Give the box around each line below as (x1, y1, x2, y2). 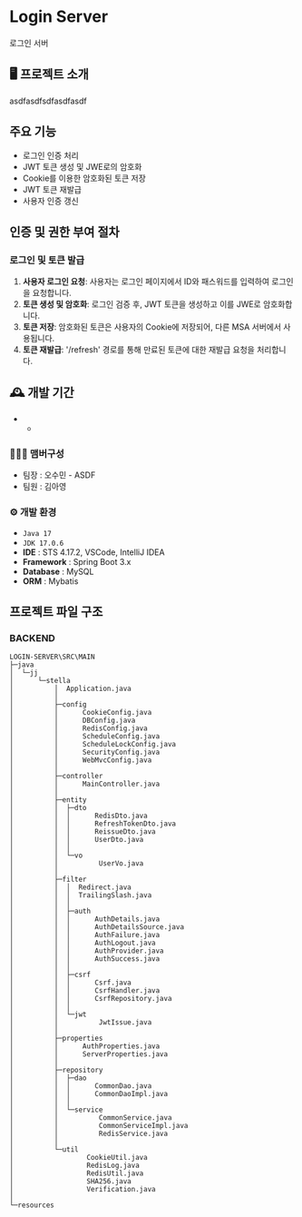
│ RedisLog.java (9, 1161, 141, 1171)
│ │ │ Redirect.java (9, 883, 132, 892)
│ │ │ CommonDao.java (9, 1082, 152, 1091)
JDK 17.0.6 (22, 539, 64, 548)
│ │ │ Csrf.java (9, 978, 132, 987)
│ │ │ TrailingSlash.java (9, 891, 152, 900)
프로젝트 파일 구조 (9, 604, 103, 619)
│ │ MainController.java (9, 779, 161, 789)
